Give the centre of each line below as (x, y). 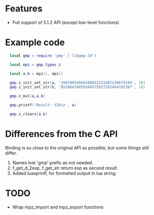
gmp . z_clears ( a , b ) (29, 114)
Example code (35, 42)
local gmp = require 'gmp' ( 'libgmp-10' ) (53, 56)
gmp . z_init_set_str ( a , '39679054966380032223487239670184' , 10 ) (77, 82)
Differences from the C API (61, 134)
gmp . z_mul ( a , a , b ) (28, 96)
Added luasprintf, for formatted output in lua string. (64, 173)
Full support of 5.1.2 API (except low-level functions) (66, 22)
